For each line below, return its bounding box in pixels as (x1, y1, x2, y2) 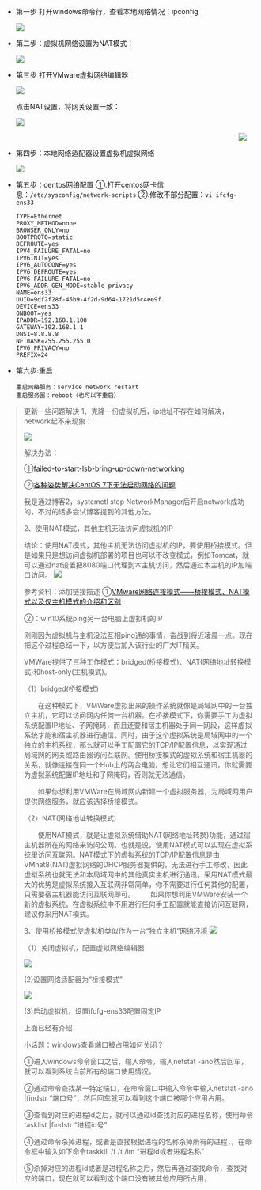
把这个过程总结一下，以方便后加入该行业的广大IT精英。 (23, 640, 204, 650)
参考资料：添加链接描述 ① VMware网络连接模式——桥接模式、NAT (23, 587, 244, 596)
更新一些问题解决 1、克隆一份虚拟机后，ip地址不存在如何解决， (23, 407, 229, 415)
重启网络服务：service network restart (15, 383, 139, 391)
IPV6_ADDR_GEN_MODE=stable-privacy (15, 282, 134, 290)
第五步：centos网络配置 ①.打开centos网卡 (15, 180, 157, 189)
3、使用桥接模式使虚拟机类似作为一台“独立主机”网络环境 (23, 927, 208, 935)
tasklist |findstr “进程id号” (23, 1120, 108, 1129)
